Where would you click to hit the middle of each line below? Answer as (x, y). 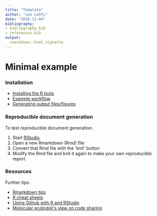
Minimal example (41, 67)
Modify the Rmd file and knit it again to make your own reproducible (82, 153)
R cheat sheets (28, 197)
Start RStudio (26, 137)
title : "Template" (24, 10)
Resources (18, 172)
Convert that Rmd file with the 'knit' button (56, 148)
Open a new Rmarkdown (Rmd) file (48, 143)
